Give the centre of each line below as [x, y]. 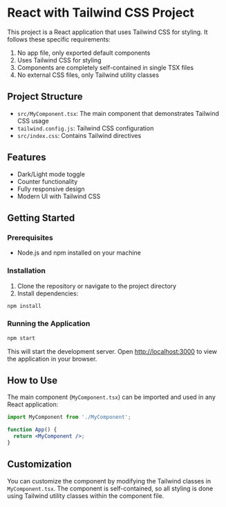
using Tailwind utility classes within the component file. [86, 496]
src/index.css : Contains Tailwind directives [79, 135]
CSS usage [33, 121]
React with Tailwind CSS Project [101, 13]
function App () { [32, 430]
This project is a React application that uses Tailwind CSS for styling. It [107, 32]
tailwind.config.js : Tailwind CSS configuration [85, 128]
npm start [21, 338]
